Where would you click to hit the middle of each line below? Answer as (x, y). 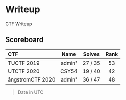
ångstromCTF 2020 (32, 79)
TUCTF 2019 (24, 63)
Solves (92, 54)
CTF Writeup (19, 24)
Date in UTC (31, 92)
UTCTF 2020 (24, 71)
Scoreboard (24, 40)
